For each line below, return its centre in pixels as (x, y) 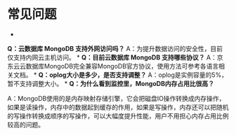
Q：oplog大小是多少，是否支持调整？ (92, 75)
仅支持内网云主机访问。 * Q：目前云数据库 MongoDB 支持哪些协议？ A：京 (115, 57)
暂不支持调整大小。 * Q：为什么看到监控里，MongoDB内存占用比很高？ (111, 83)
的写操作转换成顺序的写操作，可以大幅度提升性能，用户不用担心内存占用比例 (118, 115)
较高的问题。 (26, 125)
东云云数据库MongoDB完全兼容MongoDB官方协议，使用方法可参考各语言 (113, 66)
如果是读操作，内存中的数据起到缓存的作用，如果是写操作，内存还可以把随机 (118, 107)
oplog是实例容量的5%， (193, 75)
